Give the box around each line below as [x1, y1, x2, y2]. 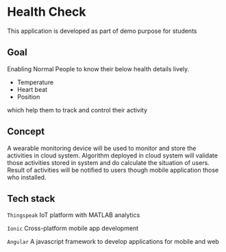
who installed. [7, 173, 47, 181]
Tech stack [7, 192, 55, 204]
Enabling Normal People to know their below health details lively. [7, 64, 190, 73]
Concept [7, 126, 45, 138]
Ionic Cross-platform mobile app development [7, 224, 139, 233]
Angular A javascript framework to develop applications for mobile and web [7, 238, 219, 246]
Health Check [7, 4, 87, 20]
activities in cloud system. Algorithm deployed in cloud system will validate [7, 151, 218, 160]
